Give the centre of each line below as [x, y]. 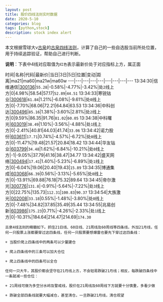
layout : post [19, 10]
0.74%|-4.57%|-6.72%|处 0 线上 [70, 136]
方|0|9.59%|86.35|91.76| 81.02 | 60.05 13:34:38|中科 [56, 118]
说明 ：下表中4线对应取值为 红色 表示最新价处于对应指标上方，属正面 [73, 64]
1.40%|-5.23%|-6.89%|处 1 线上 [73, 161]
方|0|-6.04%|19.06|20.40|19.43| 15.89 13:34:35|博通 [58, 167]
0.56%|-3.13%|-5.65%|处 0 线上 [72, 174]
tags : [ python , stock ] [27, 28]
